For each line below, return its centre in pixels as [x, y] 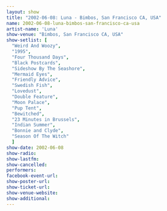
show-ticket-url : [28, 187]
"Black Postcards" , [36, 63]
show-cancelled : [27, 165]
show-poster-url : [28, 182]
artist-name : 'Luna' [32, 29]
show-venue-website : [32, 193]
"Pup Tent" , [27, 108]
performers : [21, 170]
